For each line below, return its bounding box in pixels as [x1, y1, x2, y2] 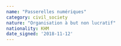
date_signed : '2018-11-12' [6, 31, 73, 37]
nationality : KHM [6, 25, 49, 32]
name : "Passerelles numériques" [6, 8, 86, 15]
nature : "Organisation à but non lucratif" [6, 20, 116, 26]
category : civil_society [6, 14, 68, 20]
